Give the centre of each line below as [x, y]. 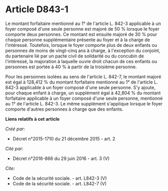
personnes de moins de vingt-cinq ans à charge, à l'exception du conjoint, [83, 50]
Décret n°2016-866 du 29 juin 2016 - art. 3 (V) [61, 158]
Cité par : [14, 148]
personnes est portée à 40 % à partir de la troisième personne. [71, 67]
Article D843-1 [37, 9]
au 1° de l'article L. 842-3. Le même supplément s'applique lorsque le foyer [84, 103]
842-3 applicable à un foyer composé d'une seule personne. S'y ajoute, [80, 87]
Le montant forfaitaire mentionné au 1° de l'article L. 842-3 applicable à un [83, 23]
